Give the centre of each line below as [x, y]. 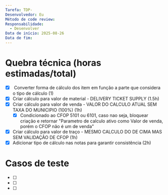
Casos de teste [37, 164]
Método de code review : [30, 19]
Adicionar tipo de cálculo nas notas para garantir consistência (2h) [82, 143]
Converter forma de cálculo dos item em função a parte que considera [87, 87]
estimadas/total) [41, 74]
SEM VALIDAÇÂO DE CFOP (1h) [45, 138]
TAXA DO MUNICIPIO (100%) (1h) [47, 110]
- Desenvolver [24, 29]
